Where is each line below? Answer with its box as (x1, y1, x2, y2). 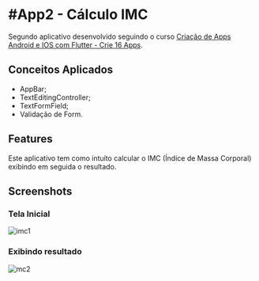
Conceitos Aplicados (8, 63, 114, 77)
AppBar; (19, 84, 47, 93)
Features (8, 132, 53, 146)
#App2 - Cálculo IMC (8, 6, 148, 24)
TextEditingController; (19, 93, 91, 102)
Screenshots (8, 184, 73, 198)
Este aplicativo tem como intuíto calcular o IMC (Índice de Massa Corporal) (8, 153, 252, 163)
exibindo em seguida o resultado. (8, 161, 117, 171)
